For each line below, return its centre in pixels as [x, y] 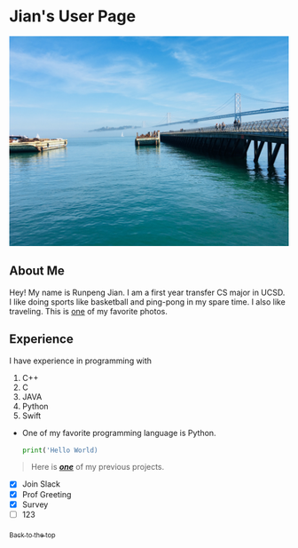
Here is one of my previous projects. [98, 467]
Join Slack [41, 484]
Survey [35, 504]
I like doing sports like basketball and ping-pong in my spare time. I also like [147, 302]
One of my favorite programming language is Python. [119, 433]
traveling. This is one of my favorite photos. [89, 311]
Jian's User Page [72, 16]
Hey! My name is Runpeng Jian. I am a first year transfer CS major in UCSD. [147, 292]
